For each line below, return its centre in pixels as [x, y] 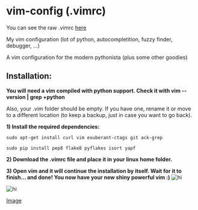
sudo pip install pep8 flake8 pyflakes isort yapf [71, 148]
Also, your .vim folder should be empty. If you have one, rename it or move [99, 109]
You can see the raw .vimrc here [46, 28]
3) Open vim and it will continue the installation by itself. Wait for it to [94, 171]
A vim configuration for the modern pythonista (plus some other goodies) [97, 57]
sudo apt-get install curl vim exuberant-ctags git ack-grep [85, 137]
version [16, 97]
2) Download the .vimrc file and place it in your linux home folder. [89, 159]
